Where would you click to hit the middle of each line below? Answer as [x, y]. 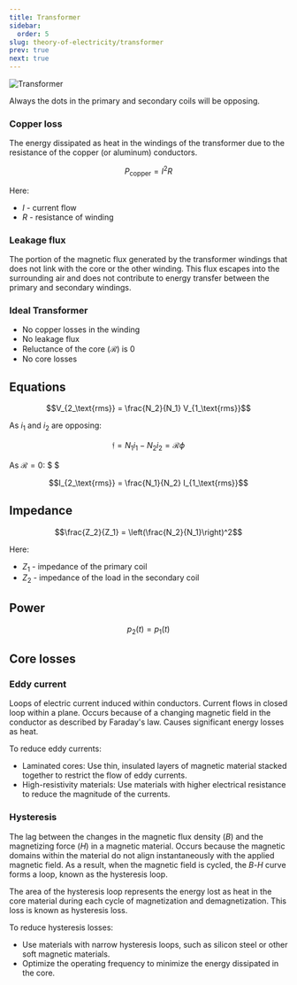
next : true [29, 58]
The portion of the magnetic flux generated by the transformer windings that [148, 260]
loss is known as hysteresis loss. [69, 910]
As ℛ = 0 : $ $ [34, 465]
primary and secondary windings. [70, 288]
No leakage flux [50, 339]
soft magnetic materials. [66, 954]
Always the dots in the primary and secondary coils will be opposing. [135, 101]
